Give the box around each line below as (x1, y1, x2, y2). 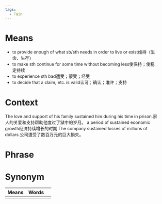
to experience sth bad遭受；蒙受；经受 (12, 73, 90, 79)
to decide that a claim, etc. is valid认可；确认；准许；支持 (12, 80, 127, 85)
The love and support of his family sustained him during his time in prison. (5, 114, 153, 119)
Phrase (5, 149, 34, 160)
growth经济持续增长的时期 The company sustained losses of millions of (5, 126, 148, 132)
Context (5, 97, 38, 108)
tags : (5, 7, 16, 12)
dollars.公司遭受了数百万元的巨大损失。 (5, 132, 84, 137)
